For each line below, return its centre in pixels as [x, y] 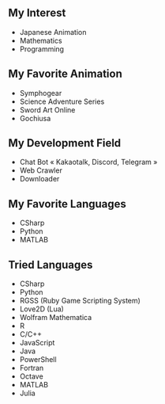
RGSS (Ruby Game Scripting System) [80, 301]
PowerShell [38, 360]
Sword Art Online [47, 109]
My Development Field [65, 143]
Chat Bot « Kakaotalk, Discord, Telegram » [88, 162]
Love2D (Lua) [42, 309]
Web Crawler [41, 170]
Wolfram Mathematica [56, 318]
